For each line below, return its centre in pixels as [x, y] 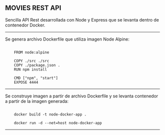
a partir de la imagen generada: [37, 101]
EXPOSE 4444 [26, 82]
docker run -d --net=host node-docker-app [58, 123]
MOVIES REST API [33, 8]
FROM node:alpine [32, 52]
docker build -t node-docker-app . [50, 114]
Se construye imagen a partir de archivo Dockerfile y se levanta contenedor [82, 96]
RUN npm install [31, 69]
